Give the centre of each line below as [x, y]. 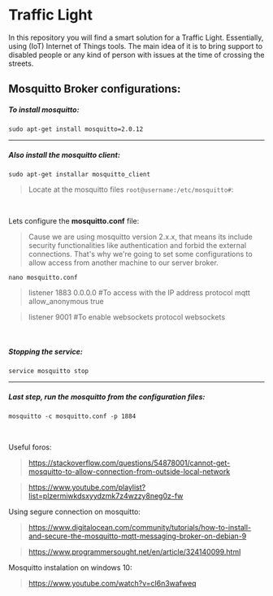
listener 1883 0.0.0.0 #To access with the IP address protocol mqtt [139, 293]
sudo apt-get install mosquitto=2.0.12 [76, 129]
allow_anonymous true [66, 302]
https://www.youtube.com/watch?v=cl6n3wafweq [112, 584]
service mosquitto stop [49, 372]
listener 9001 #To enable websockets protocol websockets [127, 317]
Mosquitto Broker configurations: [95, 89]
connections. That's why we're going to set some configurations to [141, 254]
